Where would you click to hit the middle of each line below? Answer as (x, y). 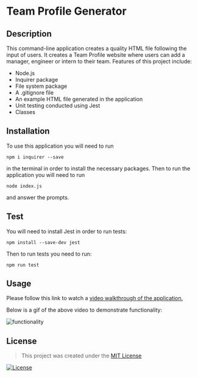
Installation (28, 131)
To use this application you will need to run (60, 146)
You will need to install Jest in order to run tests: (67, 231)
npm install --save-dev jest (43, 242)
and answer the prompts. (38, 197)
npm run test (23, 265)
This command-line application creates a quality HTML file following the (97, 48)
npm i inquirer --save (35, 157)
